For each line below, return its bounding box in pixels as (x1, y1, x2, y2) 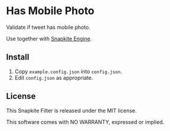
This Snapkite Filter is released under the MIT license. (6, 107, 137, 114)
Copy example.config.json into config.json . (14, 68, 122, 75)
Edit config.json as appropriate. (14, 74, 93, 81)
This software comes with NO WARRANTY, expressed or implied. (6, 118, 165, 125)
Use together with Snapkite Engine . (6, 35, 92, 42)
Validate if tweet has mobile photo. (6, 24, 90, 31)
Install (6, 52, 30, 63)
